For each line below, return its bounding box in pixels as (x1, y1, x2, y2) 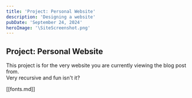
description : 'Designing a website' (6, 14, 96, 20)
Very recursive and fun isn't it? (6, 74, 80, 82)
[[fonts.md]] (6, 86, 35, 93)
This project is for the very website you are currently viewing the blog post (6, 62, 187, 69)
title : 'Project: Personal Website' (6, 8, 96, 15)
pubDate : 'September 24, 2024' (6, 19, 83, 25)
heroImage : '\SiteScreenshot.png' (6, 24, 91, 31)
